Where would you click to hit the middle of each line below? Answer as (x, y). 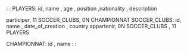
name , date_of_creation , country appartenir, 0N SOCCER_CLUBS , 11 (91, 26)
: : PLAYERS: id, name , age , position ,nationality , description (82, 9)
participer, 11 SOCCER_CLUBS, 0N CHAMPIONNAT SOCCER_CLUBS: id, (94, 20)
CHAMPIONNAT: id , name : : (41, 44)
